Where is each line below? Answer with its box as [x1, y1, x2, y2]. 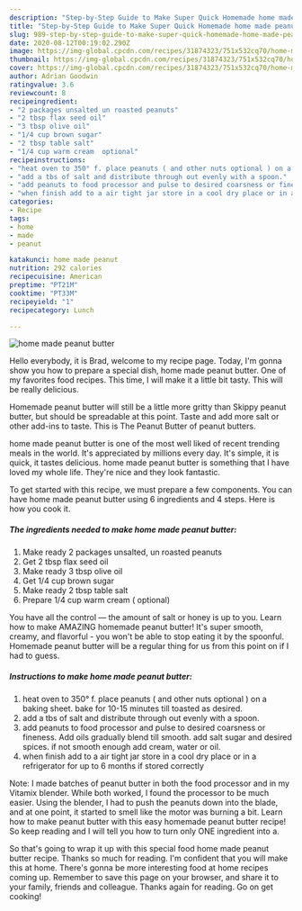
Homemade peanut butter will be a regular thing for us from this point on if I [9, 641, 289, 652]
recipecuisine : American [9, 272, 102, 282]
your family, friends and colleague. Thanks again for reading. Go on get [9, 881, 274, 892]
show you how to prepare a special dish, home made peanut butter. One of [9, 365, 287, 376]
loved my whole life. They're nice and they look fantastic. [9, 467, 221, 478]
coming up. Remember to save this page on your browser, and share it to [9, 872, 279, 883]
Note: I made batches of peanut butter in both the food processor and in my [9, 778, 290, 789]
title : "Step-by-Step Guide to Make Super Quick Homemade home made [9, 22, 271, 31]
